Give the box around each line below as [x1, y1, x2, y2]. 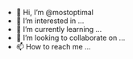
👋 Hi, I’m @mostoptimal [15, 8, 94, 17]
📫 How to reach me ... [15, 42, 91, 51]
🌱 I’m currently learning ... [15, 25, 102, 33]
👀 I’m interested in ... [15, 16, 85, 26]
